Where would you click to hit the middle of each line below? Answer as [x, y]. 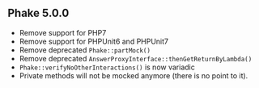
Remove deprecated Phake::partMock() [85, 50]
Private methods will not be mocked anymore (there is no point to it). [134, 75]
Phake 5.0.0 [38, 13]
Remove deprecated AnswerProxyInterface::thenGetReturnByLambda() [136, 58]
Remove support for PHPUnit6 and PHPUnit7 [94, 41]
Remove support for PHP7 [63, 32]
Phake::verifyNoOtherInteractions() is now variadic [107, 67]
